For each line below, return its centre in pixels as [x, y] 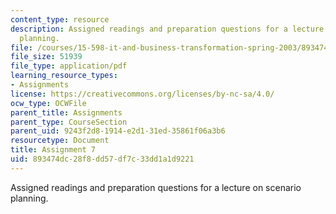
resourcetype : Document [60, 141]
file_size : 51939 [46, 57]
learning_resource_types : [64, 76]
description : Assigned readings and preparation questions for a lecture [167, 29]
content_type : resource [60, 19]
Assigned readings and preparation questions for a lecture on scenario [156, 187]
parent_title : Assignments [66, 112]
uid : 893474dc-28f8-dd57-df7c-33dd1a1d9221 [102, 159]
